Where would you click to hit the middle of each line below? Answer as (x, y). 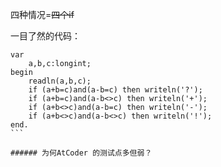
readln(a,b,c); (60, 81)
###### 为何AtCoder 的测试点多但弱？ (81, 153)
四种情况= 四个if (42, 14)
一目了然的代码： (45, 36)
